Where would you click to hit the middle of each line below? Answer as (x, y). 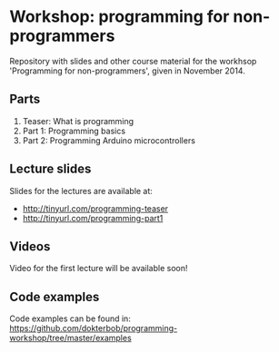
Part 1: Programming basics (74, 131)
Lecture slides (50, 169)
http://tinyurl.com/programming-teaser (95, 208)
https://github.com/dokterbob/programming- (94, 328)
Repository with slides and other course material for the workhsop (133, 61)
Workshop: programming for (120, 17)
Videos (30, 246)
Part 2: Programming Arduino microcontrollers (109, 140)
